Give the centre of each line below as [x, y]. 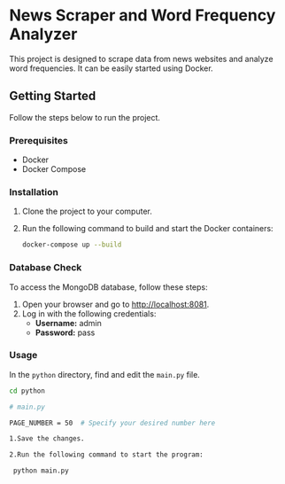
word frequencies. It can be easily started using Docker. [112, 68]
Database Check [46, 268]
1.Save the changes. [47, 439]
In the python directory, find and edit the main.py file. [105, 374]
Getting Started [53, 96]
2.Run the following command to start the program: [106, 455]
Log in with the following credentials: [89, 313]
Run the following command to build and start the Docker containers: [147, 229]
